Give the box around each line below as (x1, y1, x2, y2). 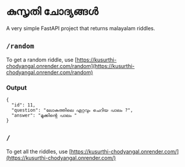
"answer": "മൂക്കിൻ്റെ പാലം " (11, 113, 77, 118)
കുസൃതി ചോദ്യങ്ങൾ (6, 5, 99, 18)
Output (6, 83, 27, 92)
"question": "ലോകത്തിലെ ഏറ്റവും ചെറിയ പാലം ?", (11, 107, 133, 114)
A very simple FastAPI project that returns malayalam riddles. (6, 24, 155, 31)
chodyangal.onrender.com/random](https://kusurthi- (6, 62, 135, 69)
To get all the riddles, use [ (6, 147, 71, 155)
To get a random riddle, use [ (6, 56, 77, 63)
